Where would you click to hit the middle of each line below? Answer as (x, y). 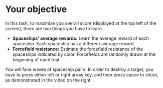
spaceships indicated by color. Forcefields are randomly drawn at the (84, 54)
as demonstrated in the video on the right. (48, 80)
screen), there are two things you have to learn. (54, 28)
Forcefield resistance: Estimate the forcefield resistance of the (78, 49)
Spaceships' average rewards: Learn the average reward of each (80, 38)
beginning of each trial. (36, 59)
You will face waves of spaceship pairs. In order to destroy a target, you (79, 69)
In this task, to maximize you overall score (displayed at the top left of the (81, 23)
